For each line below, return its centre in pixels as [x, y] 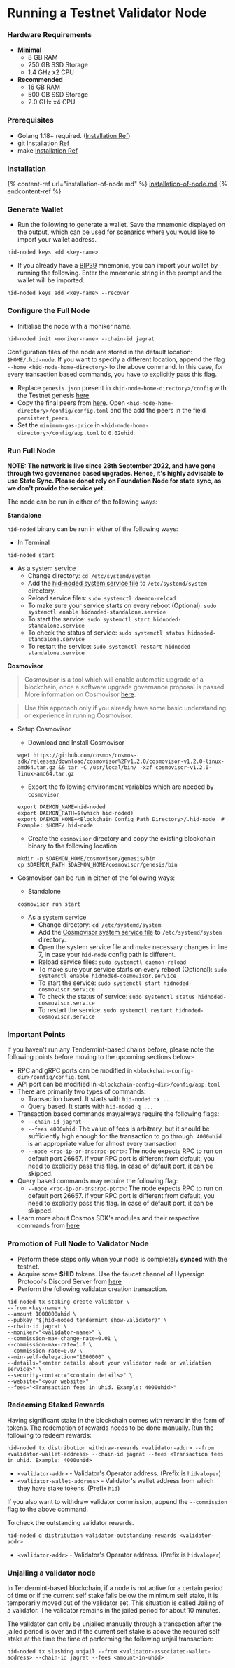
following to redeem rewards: [50, 1435]
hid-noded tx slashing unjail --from [62, 1652]
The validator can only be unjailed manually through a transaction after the [114, 1624]
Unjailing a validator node [51, 1573]
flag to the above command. [48, 1509]
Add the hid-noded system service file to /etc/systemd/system [117, 583]
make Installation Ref [48, 150]
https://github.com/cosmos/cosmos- [85, 755]
